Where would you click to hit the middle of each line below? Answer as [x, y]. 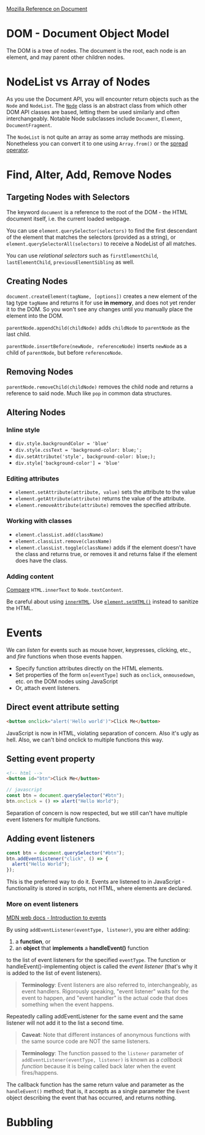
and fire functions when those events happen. [64, 657]
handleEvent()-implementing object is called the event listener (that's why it [102, 966]
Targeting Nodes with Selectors [68, 197]
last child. [18, 334]
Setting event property [51, 759]
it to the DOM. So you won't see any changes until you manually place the [100, 309]
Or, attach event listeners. [48, 688]
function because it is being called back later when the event [99, 1066]
